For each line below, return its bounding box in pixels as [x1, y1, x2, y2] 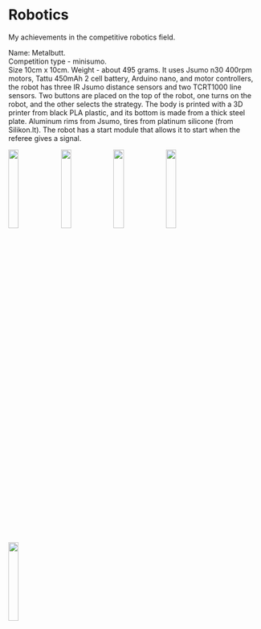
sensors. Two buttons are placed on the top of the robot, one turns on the [8, 90, 251, 100]
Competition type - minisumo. [8, 56, 107, 66]
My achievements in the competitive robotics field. [8, 32, 176, 42]
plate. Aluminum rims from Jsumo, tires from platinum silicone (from [8, 116, 234, 126]
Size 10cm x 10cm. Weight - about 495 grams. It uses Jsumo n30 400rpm [8, 64, 253, 74]
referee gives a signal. [8, 133, 82, 143]
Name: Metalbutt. [8, 48, 66, 57]
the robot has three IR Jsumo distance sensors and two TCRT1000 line [8, 82, 243, 92]
